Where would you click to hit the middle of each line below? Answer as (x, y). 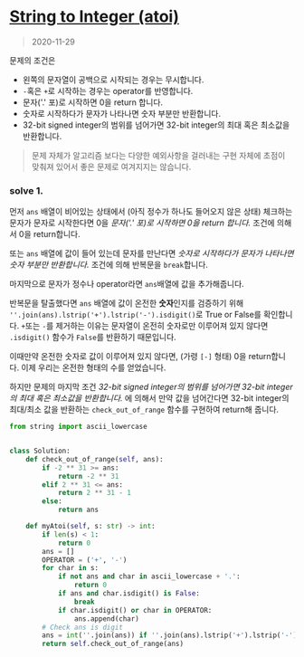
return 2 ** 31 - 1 (94, 493)
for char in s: (71, 568)
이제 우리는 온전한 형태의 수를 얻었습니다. (94, 367)
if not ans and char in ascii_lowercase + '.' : (149, 576)
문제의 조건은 (33, 60)
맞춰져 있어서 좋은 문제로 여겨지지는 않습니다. (111, 167)
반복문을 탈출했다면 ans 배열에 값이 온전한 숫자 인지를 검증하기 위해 (127, 303)
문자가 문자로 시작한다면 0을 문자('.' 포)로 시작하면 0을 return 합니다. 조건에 (142, 223)
